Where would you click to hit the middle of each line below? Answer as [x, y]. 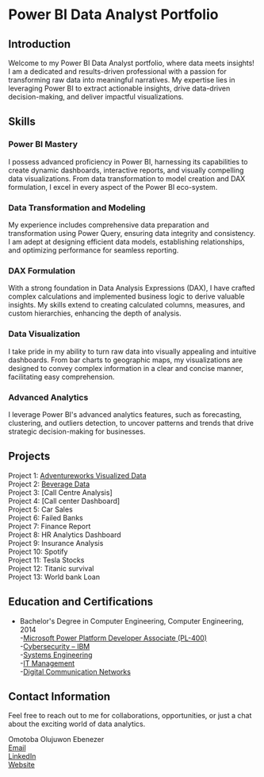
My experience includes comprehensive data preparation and [109, 225]
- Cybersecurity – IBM [55, 646]
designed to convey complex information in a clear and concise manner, [126, 368]
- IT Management [47, 663]
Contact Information [59, 696]
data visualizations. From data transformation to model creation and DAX [127, 178]
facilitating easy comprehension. [61, 377]
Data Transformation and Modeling [77, 207]
